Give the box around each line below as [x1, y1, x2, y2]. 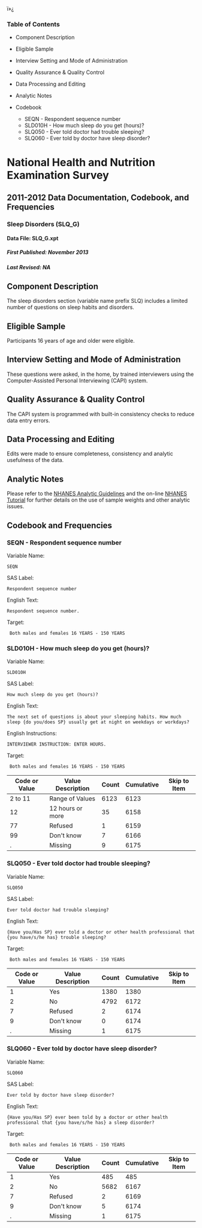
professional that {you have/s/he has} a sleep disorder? [7, 1120, 155, 1126]
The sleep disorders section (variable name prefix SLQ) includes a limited [7, 298, 188, 305]
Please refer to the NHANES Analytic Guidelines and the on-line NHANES [7, 490, 188, 497]
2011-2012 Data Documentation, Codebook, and [7, 192, 189, 202]
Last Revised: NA [7, 264, 51, 271]
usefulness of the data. [7, 457, 64, 464]
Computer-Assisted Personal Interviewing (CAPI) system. [7, 376, 148, 384]
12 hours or [49, 804, 83, 812]
